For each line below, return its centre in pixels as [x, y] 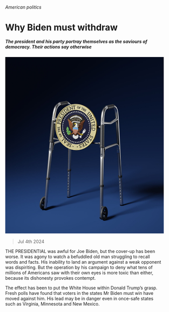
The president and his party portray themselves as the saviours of [76, 42]
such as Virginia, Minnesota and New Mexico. [53, 304]
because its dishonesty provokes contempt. [51, 278]
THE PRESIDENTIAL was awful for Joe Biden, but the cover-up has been [80, 252]
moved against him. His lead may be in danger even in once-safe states [79, 299]
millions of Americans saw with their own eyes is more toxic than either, [79, 273]
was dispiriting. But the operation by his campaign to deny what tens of [79, 268]
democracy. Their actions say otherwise [49, 47]
